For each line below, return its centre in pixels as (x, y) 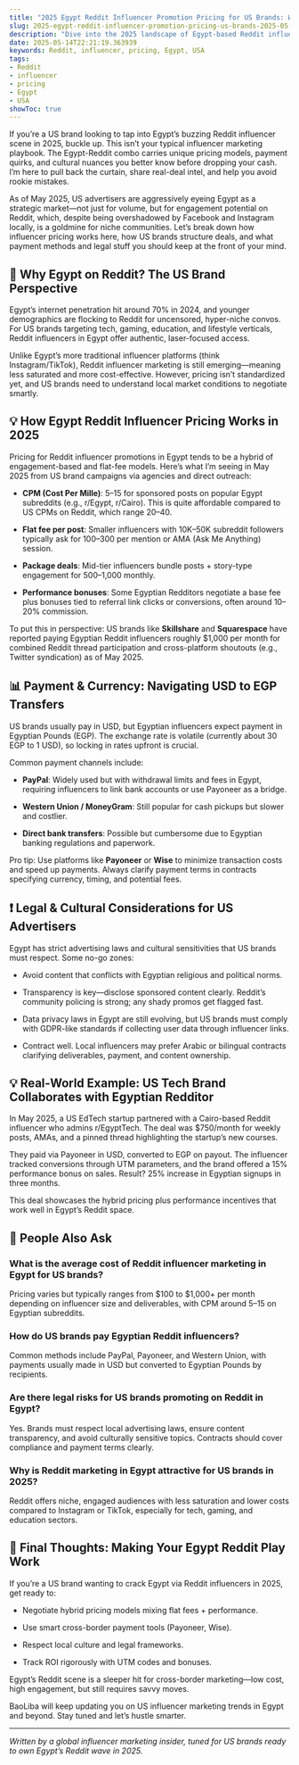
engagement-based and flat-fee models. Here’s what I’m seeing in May (139, 466)
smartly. (24, 394)
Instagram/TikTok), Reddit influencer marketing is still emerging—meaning (145, 365)
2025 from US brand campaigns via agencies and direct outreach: (130, 476)
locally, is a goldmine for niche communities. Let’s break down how (132, 228)
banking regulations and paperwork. (89, 842)
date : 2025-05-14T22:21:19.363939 (73, 42)
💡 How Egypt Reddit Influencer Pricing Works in (144, 422)
